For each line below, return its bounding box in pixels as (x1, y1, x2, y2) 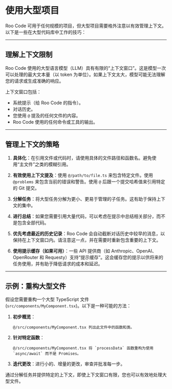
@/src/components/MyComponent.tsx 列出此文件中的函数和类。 (12, 325, 135, 330)
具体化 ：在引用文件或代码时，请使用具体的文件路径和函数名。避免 (12, 154, 152, 161)
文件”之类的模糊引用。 (24, 161, 71, 167)
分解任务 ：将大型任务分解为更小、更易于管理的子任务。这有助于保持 (12, 196, 157, 202)
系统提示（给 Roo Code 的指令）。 (12, 100, 83, 106)
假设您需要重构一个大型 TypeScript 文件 (5, 296, 90, 303)
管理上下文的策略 (5, 140, 59, 149)
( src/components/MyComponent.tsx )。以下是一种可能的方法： (5, 303, 132, 309)
